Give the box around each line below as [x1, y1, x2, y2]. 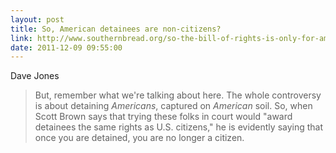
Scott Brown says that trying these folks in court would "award [34, 111, 293, 123]
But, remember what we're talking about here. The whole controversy [34, 89, 322, 101]
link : [10, 33, 33, 43]
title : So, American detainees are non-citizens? [10, 24, 222, 34]
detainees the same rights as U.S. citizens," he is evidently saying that [34, 121, 324, 133]
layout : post [10, 14, 65, 25]
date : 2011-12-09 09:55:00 [10, 42, 123, 53]
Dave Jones [10, 70, 60, 82]
